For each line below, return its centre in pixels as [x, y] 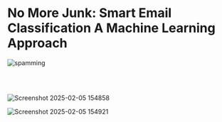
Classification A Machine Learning [111, 28]
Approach [37, 43]
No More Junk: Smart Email [90, 13]
